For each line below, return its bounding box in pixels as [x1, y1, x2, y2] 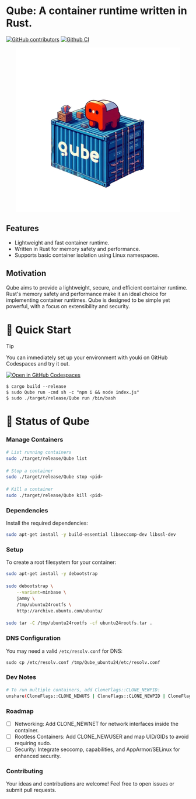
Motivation [6, 268, 47, 278]
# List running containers [6, 449, 72, 455]
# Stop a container [6, 468, 54, 474]
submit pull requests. [6, 787, 57, 794]
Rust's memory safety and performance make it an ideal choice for [6, 290, 167, 297]
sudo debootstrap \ [6, 583, 54, 589]
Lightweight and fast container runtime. [14, 239, 110, 246]
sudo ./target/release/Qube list [6, 455, 87, 462]
